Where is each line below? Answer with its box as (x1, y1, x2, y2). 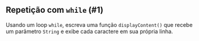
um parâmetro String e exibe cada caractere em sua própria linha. (6, 28, 173, 35)
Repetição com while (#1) (6, 5, 103, 15)
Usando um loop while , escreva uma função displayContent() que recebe (6, 21, 193, 28)
